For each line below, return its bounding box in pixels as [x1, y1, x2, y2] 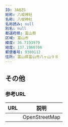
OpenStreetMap [22, 114, 60, 121]
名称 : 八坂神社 [5, 17, 33, 22]
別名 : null [5, 26, 27, 31]
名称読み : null [5, 21, 34, 27]
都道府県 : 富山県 [5, 31, 36, 36]
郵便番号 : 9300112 [5, 49, 41, 54]
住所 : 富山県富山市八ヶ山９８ [5, 54, 59, 59]
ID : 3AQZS [5, 7, 26, 13]
